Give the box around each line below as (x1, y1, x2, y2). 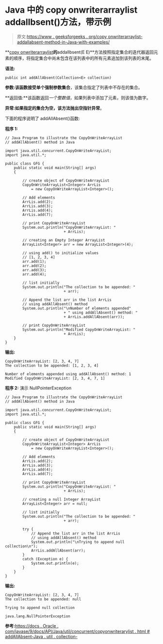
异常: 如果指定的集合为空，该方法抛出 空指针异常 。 (5, 105, 104, 111)
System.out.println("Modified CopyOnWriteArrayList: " (22, 327, 136, 332)
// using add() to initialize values (22, 250, 98, 256)
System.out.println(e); (31, 561, 79, 566)
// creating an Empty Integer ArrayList (22, 238, 105, 242)
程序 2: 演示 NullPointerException (5, 385, 72, 391)
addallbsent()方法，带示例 (5, 17, 112, 28)
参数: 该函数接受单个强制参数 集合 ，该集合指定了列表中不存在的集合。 (5, 84, 143, 90)
